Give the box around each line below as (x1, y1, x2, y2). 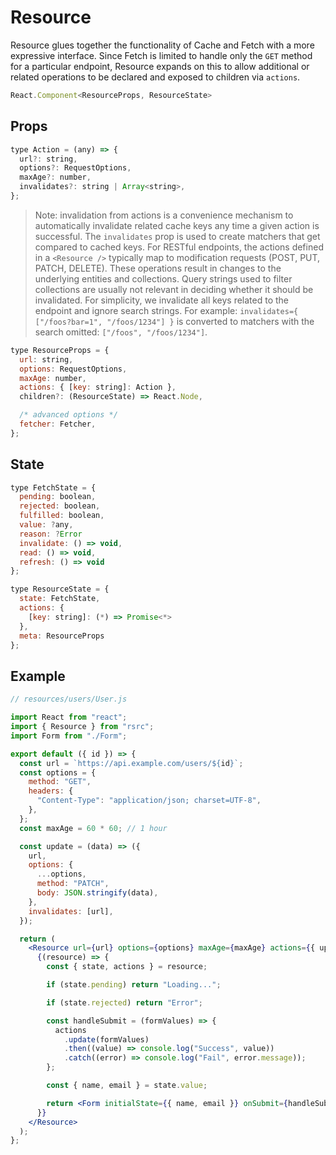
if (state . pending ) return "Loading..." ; (46, 980, 222, 990)
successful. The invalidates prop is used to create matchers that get (34, 230, 321, 242)
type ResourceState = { (10, 584, 110, 595)
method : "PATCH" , (36, 879, 110, 889)
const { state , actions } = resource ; (46, 962, 208, 972)
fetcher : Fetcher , (19, 419, 97, 429)
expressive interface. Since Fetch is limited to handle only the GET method (10, 49, 313, 61)
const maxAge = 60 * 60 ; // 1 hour (19, 823, 168, 833)
